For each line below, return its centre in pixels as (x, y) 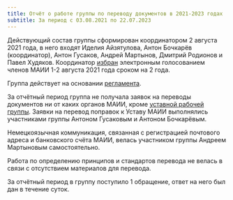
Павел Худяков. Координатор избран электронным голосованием (106, 62)
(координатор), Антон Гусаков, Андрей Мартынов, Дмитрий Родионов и (115, 55)
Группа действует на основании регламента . (74, 83)
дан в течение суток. (38, 189)
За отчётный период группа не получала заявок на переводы (99, 97)
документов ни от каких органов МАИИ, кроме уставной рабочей (106, 104)
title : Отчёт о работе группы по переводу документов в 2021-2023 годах (115, 14)
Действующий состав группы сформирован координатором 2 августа (112, 40)
